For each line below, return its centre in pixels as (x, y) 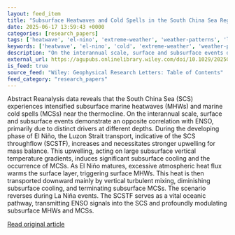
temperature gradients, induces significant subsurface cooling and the (109, 159)
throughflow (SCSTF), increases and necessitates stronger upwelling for (111, 144)
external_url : (28, 60)
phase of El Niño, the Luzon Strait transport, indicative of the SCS (101, 136)
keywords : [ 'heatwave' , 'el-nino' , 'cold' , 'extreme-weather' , (101, 46)
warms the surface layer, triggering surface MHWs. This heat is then (106, 173)
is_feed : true (28, 66)
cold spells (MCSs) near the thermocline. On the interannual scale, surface (115, 114)
